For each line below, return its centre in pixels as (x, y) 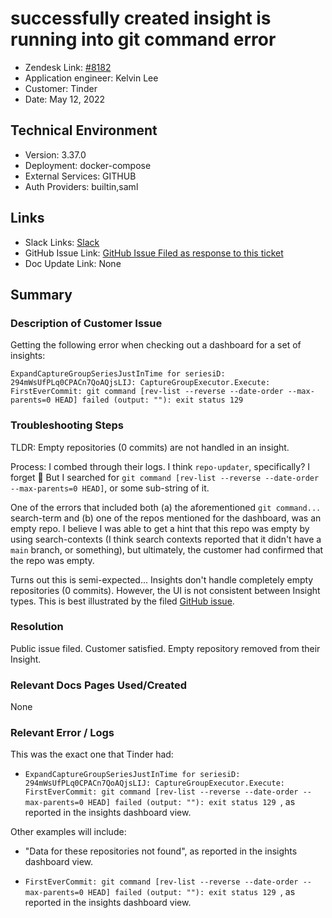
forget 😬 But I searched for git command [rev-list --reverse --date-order (165, 477)
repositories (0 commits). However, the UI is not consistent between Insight (165, 590)
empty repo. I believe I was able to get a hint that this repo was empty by (160, 528)
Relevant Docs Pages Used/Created (99, 685)
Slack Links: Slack (62, 242)
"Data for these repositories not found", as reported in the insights (161, 851)
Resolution (37, 627)
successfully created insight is (141, 18)
